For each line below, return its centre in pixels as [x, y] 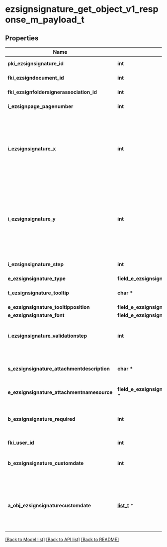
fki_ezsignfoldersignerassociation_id [52, 92]
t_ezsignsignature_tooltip [39, 293]
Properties [22, 38]
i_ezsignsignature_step [36, 264]
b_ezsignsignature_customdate [46, 463]
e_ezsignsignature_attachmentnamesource [60, 392]
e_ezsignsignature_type [37, 278]
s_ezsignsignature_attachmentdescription [59, 369]
